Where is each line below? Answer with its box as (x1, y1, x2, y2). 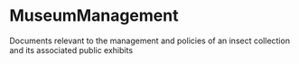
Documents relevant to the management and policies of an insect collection (9, 35, 291, 46)
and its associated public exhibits (9, 44, 134, 55)
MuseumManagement (9, 5, 179, 26)
